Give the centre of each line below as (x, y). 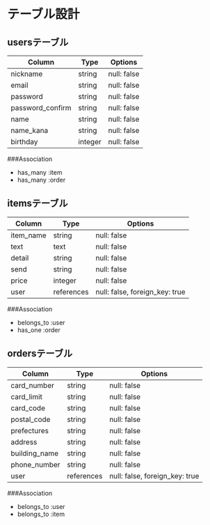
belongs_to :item (41, 514)
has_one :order (39, 330)
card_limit (27, 396)
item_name (29, 235)
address (24, 441)
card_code (28, 408)
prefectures (30, 430)
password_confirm (41, 108)
